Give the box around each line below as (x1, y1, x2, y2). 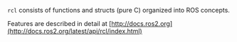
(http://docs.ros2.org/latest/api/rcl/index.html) (7, 27, 142, 35)
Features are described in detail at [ (7, 20, 112, 27)
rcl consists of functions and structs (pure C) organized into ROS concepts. (7, 6, 230, 14)
